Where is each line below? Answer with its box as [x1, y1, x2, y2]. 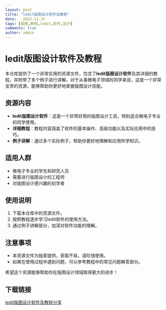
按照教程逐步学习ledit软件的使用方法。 [12, 216, 91, 222]
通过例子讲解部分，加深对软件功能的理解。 [12, 223, 100, 229]
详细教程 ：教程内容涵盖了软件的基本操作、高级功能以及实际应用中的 [12, 125, 152, 131]
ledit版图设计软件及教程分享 [5, 300, 62, 305]
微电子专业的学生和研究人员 [12, 168, 69, 174]
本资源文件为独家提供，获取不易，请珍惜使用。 [12, 252, 108, 258]
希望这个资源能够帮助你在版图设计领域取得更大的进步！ [5, 269, 118, 275]
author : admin [5, 30, 35, 35]
